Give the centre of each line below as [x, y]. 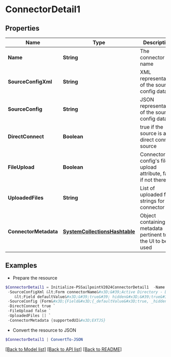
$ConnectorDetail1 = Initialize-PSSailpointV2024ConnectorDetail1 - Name [85, 287]
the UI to [150, 241]
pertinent [151, 235]
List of [147, 188]
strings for [152, 201]
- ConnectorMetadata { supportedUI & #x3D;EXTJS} [56, 320]
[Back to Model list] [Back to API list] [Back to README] [64, 349]
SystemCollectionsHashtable [99, 232]
